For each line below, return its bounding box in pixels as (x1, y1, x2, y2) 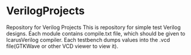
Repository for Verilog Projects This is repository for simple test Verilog (6, 24, 181, 31)
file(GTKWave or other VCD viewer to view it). (6, 43, 119, 50)
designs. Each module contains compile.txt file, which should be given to (6, 30, 186, 37)
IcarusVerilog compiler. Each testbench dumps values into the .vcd (6, 36, 170, 43)
